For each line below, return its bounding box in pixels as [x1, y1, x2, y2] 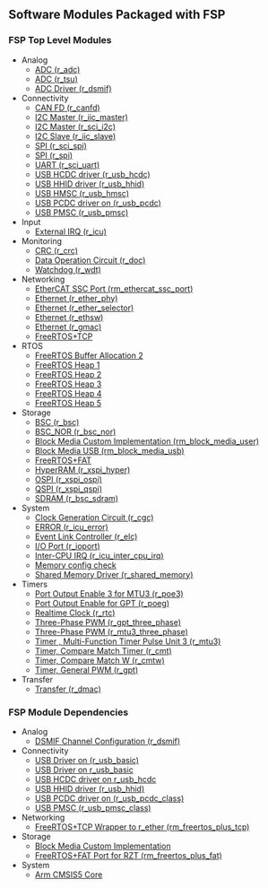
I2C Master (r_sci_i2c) [34, 121, 117, 132]
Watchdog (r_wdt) [34, 264, 102, 274]
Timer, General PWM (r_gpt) [34, 664, 139, 675]
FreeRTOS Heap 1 [34, 359, 100, 370]
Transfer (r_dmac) [34, 683, 102, 694]
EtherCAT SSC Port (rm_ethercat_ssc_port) [34, 283, 194, 294]
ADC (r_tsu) [34, 74, 78, 84]
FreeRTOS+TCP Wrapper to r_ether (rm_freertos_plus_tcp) [34, 821, 250, 832]
